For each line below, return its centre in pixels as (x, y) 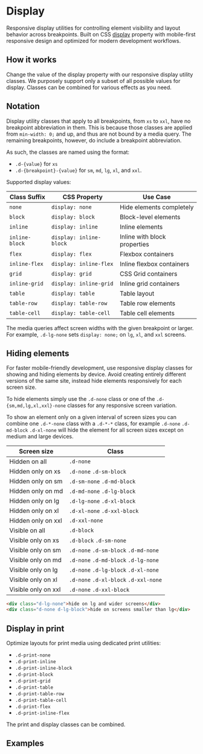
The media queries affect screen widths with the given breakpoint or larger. (100, 328)
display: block (73, 217)
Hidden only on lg (34, 501)
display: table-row (79, 303)
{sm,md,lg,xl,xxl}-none (36, 406)
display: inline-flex (82, 264)
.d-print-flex (33, 707)
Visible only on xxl (35, 590)
